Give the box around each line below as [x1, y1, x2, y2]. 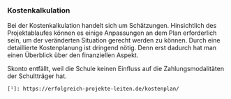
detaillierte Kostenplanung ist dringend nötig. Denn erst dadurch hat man [7, 44, 217, 52]
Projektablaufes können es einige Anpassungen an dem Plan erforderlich [7, 29, 217, 37]
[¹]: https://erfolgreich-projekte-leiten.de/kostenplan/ [7, 86, 179, 93]
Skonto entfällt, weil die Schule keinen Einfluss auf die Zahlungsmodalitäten [7, 65, 225, 73]
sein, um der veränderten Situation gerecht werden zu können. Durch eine [7, 36, 221, 45]
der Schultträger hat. [7, 72, 68, 80]
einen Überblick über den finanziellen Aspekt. [7, 51, 139, 59]
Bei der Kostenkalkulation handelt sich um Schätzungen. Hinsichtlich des [7, 22, 217, 30]
